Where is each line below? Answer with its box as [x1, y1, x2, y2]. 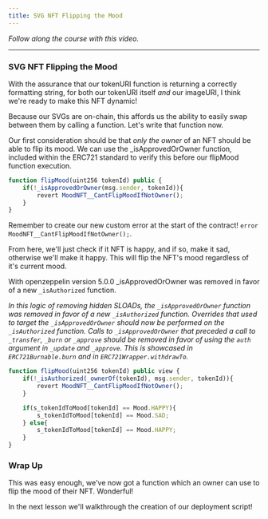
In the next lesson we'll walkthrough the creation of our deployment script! [8, 502, 253, 512]
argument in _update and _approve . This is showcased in [8, 343, 193, 353]
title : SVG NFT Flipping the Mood [8, 11, 124, 20]
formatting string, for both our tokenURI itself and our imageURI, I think [8, 87, 242, 97]
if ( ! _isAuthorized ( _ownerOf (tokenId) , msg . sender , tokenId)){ [22, 374, 234, 383]
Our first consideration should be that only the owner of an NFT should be [8, 135, 251, 145]
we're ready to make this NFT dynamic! [8, 96, 138, 105]
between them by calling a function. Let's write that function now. [8, 120, 224, 129]
